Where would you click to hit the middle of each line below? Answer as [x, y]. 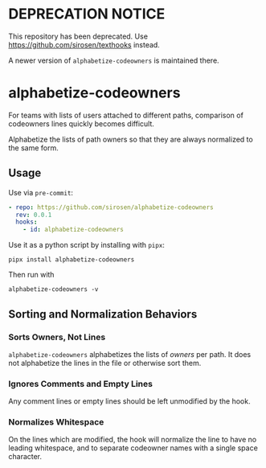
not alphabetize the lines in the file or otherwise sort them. [105, 363]
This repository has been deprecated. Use [78, 36]
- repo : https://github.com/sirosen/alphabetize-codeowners [111, 207]
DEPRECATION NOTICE [87, 14]
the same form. [33, 148]
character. [25, 457]
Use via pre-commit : [41, 192]
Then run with [31, 275]
